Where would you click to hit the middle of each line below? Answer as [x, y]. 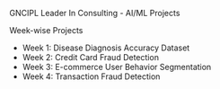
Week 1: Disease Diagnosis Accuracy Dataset [106, 48]
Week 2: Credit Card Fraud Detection [91, 57]
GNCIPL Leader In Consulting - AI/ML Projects [95, 13]
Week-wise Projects [46, 30]
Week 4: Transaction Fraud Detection [91, 76]
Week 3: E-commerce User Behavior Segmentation [117, 67]
